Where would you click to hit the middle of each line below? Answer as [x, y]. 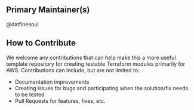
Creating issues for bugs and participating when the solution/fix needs [101, 88]
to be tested [30, 94]
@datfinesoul [22, 24]
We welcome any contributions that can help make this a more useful [91, 57]
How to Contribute [41, 43]
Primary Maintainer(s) [48, 10]
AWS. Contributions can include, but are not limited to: [73, 70]
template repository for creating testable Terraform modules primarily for [96, 64]
